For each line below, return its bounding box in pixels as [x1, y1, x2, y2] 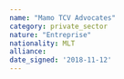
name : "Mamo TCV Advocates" [9, 13, 117, 23]
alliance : [9, 47, 47, 56]
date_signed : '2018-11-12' [9, 55, 112, 64]
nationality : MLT [9, 38, 76, 48]
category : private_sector [9, 22, 108, 31]
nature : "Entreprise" [9, 30, 92, 39]
